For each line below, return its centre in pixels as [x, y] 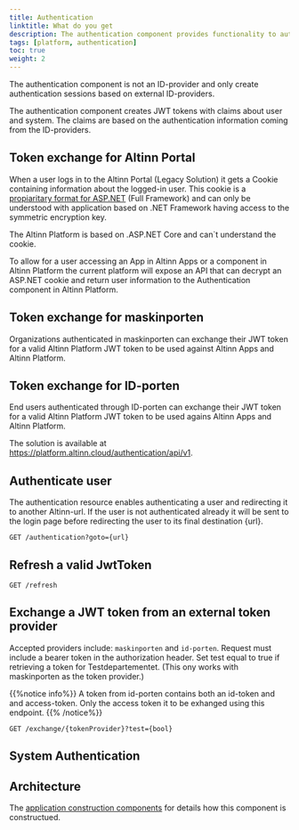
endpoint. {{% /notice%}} [56, 712]
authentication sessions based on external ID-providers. [112, 94]
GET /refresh [33, 586]
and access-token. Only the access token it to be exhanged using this [137, 703]
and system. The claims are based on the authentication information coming [149, 120]
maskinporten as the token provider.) [77, 676]
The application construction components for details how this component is [148, 808]
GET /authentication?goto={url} [69, 538]
